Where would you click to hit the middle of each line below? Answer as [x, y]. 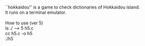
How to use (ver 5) [24, 23]
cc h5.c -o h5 [19, 33]
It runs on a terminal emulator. [36, 12]
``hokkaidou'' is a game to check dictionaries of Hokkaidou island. [72, 7]
